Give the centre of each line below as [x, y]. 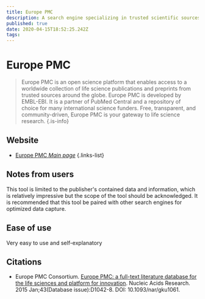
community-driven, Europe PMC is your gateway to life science [100, 115]
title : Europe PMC [30, 12]
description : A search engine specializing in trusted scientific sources [103, 18]
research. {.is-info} [45, 121]
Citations [24, 262]
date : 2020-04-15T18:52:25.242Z [47, 29]
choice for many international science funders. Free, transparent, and [109, 108]
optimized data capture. [36, 208]
